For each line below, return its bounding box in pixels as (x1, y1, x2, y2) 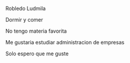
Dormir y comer (5, 16, 43, 23)
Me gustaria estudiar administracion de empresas (5, 39, 125, 45)
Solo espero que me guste (5, 50, 69, 57)
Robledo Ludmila (5, 5, 46, 12)
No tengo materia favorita (5, 27, 67, 34)
